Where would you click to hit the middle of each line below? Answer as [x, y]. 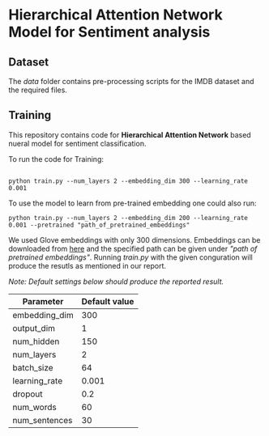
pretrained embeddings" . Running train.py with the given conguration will [130, 257]
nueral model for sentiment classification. [77, 143]
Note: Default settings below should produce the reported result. [116, 281]
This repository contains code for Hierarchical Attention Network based [130, 134]
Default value [108, 301]
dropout [28, 394]
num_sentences [43, 420]
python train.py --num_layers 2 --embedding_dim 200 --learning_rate [128, 218]
